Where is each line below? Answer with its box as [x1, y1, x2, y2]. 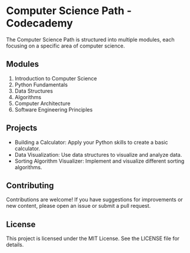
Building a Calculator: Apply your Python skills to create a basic [14, 139, 168, 146]
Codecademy [6, 16, 74, 30]
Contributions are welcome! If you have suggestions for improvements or [6, 196, 184, 203]
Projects [6, 123, 38, 133]
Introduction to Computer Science [14, 75, 97, 82]
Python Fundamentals [14, 81, 68, 88]
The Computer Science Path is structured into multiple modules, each [6, 36, 175, 43]
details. [6, 241, 24, 248]
